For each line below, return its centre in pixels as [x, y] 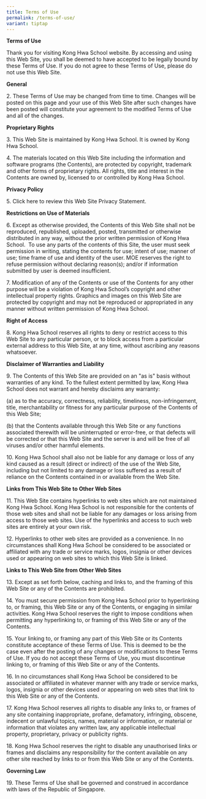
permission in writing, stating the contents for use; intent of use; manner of [101, 251]
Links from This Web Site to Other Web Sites [64, 489]
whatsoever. [22, 352]
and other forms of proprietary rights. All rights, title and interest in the [95, 171]
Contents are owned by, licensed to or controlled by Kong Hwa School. [96, 177]
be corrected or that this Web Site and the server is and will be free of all [98, 439]
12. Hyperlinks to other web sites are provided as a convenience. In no [95, 539]
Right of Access [27, 321]
